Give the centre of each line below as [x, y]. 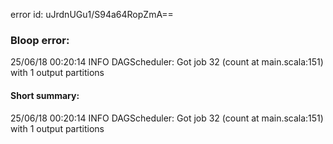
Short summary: [45, 95]
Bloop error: [40, 40]
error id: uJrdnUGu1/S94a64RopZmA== [92, 14]
